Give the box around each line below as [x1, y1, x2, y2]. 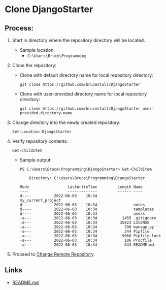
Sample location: [19, 47, 55, 53]
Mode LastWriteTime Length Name [19, 184, 143, 189]
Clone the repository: [12, 62, 57, 68]
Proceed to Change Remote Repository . [12, 251, 95, 257]
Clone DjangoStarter [5, 4, 93, 15]
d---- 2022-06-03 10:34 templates [19, 207, 154, 212]
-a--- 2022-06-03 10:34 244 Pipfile [19, 229, 150, 234]
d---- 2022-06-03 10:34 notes [19, 202, 145, 207]
